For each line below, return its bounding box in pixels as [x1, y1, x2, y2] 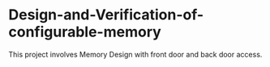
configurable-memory [8, 23, 162, 41]
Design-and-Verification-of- [8, 6, 204, 24]
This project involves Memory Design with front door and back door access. [8, 49, 263, 59]
